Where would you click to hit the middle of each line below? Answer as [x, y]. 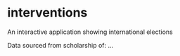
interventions [47, 13]
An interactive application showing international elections [90, 32]
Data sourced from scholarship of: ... [60, 45]
